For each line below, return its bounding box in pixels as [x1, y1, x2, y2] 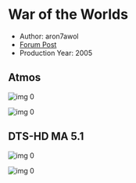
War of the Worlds [8, 5, 129, 24]
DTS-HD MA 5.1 [8, 130, 84, 143]
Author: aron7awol [19, 31, 79, 41]
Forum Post [19, 39, 57, 49]
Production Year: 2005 [19, 48, 92, 57]
